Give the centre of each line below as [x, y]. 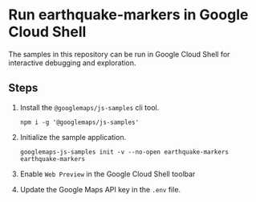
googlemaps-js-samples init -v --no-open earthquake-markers [124, 152]
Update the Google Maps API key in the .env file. [100, 189]
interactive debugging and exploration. [72, 63]
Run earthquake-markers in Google [128, 15]
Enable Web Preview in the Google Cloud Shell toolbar [108, 174]
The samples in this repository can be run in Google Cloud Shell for [119, 54]
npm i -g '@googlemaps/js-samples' [79, 122]
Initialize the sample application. [73, 137]
